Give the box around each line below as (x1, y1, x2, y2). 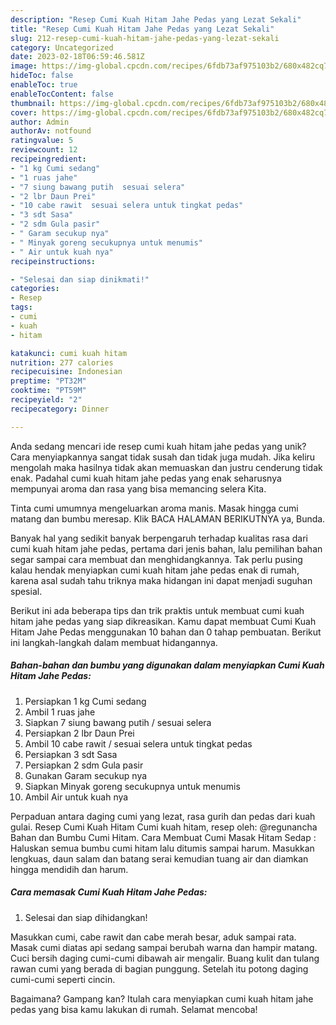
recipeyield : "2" (10, 395, 83, 405)
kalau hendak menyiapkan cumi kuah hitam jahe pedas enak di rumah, (10, 564, 300, 576)
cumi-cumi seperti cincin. (10, 973, 116, 985)
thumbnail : (10, 98, 56, 108)
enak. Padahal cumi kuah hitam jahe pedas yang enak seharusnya (10, 472, 282, 484)
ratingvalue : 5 (10, 136, 74, 146)
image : (10, 61, 38, 71)
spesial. (10, 585, 43, 597)
